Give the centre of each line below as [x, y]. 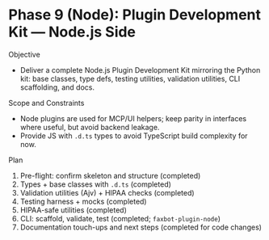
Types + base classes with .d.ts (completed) [96, 184]
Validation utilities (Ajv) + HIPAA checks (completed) [107, 192]
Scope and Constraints [46, 103]
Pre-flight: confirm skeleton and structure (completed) [110, 175]
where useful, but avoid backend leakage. [90, 127]
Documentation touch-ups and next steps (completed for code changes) [141, 227]
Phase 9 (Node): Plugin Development [134, 15]
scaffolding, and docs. [57, 87]
